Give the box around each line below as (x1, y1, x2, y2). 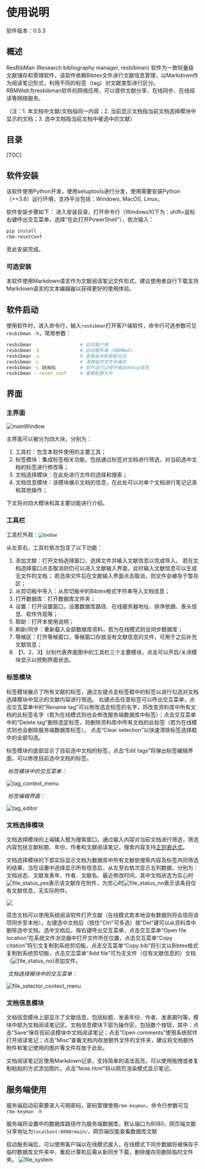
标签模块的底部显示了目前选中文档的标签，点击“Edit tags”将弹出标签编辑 (6, 747, 188, 754)
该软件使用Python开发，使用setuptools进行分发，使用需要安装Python (6, 187, 181, 195)
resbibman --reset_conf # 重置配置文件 (6, 370, 113, 376)
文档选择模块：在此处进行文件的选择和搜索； (15, 471, 128, 479)
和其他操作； (15, 487, 48, 494)
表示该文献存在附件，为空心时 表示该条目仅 (48, 880, 196, 887)
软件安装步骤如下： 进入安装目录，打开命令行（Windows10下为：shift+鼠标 (6, 208, 195, 215)
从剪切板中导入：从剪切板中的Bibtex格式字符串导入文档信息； (15, 587, 170, 595)
